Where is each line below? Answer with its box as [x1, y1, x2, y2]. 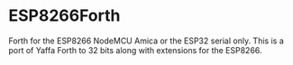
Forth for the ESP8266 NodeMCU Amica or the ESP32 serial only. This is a [8, 35, 285, 46]
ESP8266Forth [8, 5, 121, 26]
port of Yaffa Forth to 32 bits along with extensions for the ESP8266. [8, 44, 262, 55]
